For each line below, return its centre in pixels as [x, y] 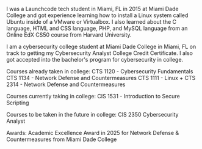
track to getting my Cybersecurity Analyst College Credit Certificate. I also [100, 53]
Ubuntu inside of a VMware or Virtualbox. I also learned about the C [92, 22]
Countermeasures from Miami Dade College [62, 139]
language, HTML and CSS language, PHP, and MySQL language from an [97, 28]
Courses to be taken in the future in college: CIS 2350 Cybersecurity [92, 114]
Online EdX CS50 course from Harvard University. [69, 35]
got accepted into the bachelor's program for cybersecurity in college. [95, 60]
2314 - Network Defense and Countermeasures [66, 84]
